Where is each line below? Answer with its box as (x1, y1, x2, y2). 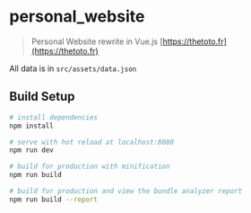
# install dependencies (9, 112, 99, 122)
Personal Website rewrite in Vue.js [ (30, 36, 163, 47)
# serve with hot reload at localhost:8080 (9, 138, 175, 146)
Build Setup (9, 89, 75, 104)
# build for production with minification (9, 162, 170, 172)
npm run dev (9, 146, 54, 155)
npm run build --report (9, 195, 99, 204)
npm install (9, 121, 54, 130)
